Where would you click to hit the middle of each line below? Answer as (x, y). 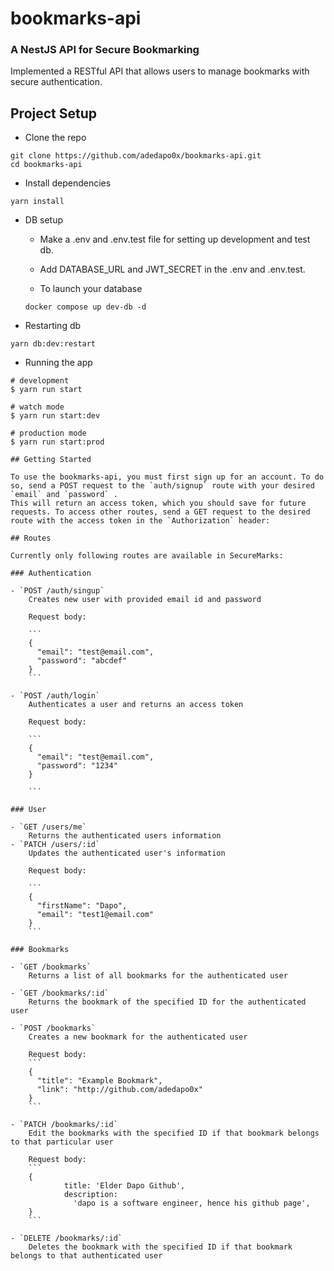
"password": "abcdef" (82, 661)
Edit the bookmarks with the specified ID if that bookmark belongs (174, 1133)
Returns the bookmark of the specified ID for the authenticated (167, 1002)
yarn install (37, 202)
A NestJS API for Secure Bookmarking (105, 50)
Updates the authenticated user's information (127, 853)
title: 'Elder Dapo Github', (124, 1186)
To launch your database (91, 289)
